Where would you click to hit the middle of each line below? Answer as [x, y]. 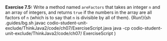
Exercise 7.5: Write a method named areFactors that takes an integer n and [83, 7]
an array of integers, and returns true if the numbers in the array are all [78, 12]
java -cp [121, 28]
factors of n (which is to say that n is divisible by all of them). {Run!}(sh [78, 18]
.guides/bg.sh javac [26, 23]
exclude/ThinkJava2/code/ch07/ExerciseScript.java [58, 28]
